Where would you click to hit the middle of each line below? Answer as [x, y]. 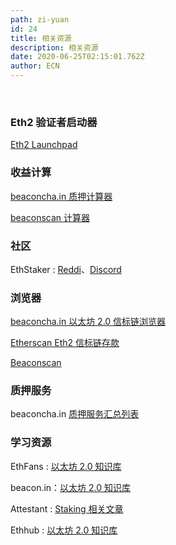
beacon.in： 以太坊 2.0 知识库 [71, 487]
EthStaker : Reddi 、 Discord [66, 269]
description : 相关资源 [54, 47]
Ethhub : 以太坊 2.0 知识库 [64, 530]
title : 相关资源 [41, 38]
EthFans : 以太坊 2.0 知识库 [66, 466]
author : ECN [35, 66]
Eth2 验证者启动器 [54, 122]
